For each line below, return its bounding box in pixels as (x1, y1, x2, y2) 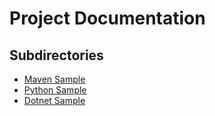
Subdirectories (9, 47, 104, 64)
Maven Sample (23, 73, 86, 85)
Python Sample (23, 84, 87, 96)
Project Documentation (9, 7, 206, 30)
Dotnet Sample (23, 95, 86, 106)
